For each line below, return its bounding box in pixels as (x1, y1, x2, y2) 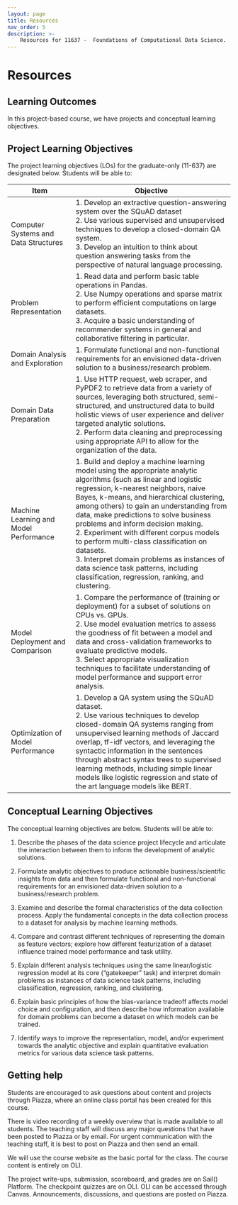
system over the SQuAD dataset (75, 207, 182, 216)
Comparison (11, 645, 52, 655)
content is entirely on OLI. (7, 1161, 83, 1170)
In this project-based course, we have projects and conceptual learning (7, 114, 216, 123)
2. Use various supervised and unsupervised (75, 215, 225, 225)
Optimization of (11, 728, 62, 738)
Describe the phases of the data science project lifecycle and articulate (17, 838, 226, 847)
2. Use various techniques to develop (75, 710, 200, 720)
